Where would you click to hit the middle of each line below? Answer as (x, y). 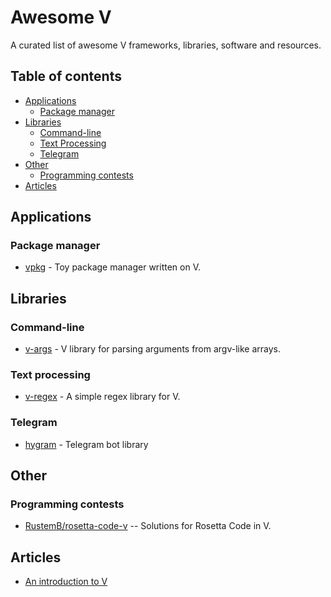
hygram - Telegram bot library (86, 444)
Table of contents (66, 76)
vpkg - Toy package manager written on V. (112, 267)
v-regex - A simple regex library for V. (102, 397)
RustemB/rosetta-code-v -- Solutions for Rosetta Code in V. (148, 526)
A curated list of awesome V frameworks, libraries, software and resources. (166, 45)
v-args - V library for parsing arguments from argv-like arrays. (153, 349)
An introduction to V (66, 582)
